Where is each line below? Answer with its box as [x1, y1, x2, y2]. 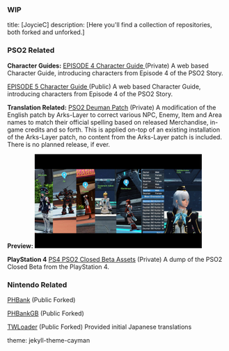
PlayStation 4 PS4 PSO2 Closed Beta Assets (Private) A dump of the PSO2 [7, 255, 223, 263]
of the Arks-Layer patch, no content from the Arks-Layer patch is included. [7, 132, 223, 141]
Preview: [7, 242, 33, 250]
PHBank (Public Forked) [7, 295, 76, 304]
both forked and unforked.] [7, 28, 85, 36]
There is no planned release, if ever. [7, 140, 110, 148]
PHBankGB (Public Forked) [7, 309, 85, 318]
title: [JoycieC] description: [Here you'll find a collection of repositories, [7, 21, 212, 29]
